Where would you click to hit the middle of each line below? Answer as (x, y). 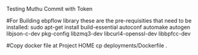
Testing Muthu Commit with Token (50, 9)
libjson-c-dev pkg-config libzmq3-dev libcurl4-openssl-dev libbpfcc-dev (99, 34)
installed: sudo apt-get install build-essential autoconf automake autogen (98, 27)
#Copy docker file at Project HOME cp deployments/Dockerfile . (87, 46)
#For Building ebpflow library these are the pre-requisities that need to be (99, 20)
